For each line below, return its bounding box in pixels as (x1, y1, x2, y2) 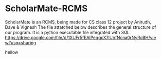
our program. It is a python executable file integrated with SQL (5, 29, 130, 35)
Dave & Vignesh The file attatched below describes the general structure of (5, 24, 157, 30)
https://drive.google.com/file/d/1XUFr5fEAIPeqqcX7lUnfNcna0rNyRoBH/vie (5, 35, 157, 40)
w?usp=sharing (5, 39, 36, 45)
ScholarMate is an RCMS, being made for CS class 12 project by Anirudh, (5, 19, 152, 25)
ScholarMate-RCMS (5, 3, 88, 14)
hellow (5, 49, 18, 55)
